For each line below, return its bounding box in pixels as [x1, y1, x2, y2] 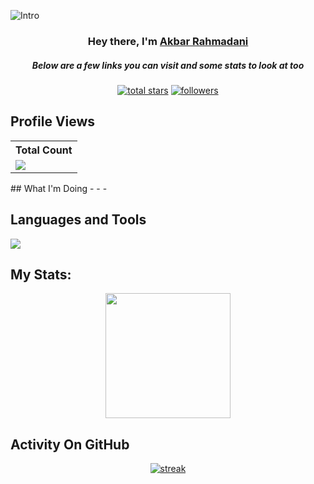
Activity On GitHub [10, 436, 130, 453]
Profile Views [10, 113, 96, 130]
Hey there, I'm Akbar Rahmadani [87, 34, 249, 48]
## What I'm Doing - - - [10, 182, 108, 194]
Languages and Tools [10, 211, 147, 229]
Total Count [15, 143, 73, 157]
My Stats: [10, 266, 72, 283]
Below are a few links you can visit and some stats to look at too [31, 59, 305, 71]
